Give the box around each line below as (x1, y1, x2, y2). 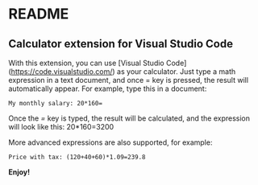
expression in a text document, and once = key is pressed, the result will (8, 76, 248, 84)
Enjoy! (8, 167, 31, 177)
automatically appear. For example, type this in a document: (8, 84, 207, 93)
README (8, 5, 69, 23)
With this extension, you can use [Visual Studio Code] (8, 58, 187, 68)
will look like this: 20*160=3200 (8, 122, 114, 131)
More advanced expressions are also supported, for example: (8, 138, 213, 147)
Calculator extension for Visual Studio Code (8, 37, 234, 51)
